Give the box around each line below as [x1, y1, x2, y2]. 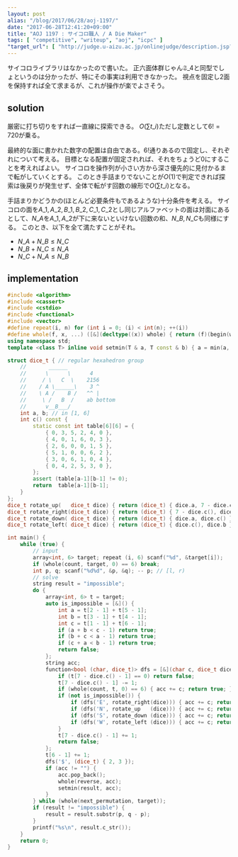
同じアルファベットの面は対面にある [124, 205, 230, 213]
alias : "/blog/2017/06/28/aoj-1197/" [7, 17, 119, 24]
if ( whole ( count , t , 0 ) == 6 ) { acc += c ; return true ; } [57, 686, 233, 693]
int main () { [7, 534, 46, 542]
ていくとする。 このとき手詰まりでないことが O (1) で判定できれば [31, 172, 220, 181]
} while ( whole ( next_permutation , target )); [33, 798, 166, 805]
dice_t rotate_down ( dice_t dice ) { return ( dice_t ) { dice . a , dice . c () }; [7, 515, 236, 522]
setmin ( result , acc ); [57, 784, 122, 792]
